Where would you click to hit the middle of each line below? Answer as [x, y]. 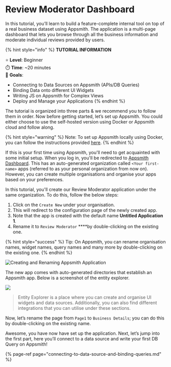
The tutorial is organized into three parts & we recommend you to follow [81, 111]
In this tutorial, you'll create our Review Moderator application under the [81, 189]
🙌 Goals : [15, 75]
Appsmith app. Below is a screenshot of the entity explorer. [67, 278]
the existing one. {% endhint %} [39, 252]
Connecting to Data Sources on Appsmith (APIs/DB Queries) [76, 85]
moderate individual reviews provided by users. [55, 40]
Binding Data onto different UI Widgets [53, 90]
